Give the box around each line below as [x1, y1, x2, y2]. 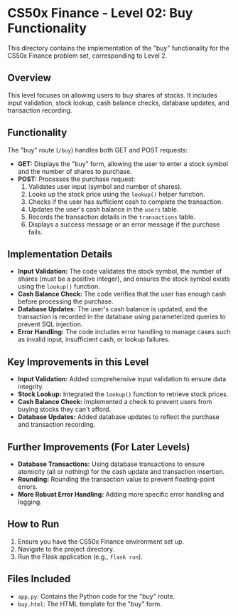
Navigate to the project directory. [17, 544, 115, 553]
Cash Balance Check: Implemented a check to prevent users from [17, 398, 212, 406]
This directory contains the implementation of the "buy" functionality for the [7, 43, 229, 52]
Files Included [7, 573, 71, 585]
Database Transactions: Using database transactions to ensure [17, 460, 205, 468]
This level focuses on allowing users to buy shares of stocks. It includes [7, 91, 218, 99]
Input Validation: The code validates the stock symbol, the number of [17, 267, 222, 276]
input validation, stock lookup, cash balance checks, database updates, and [7, 98, 229, 107]
